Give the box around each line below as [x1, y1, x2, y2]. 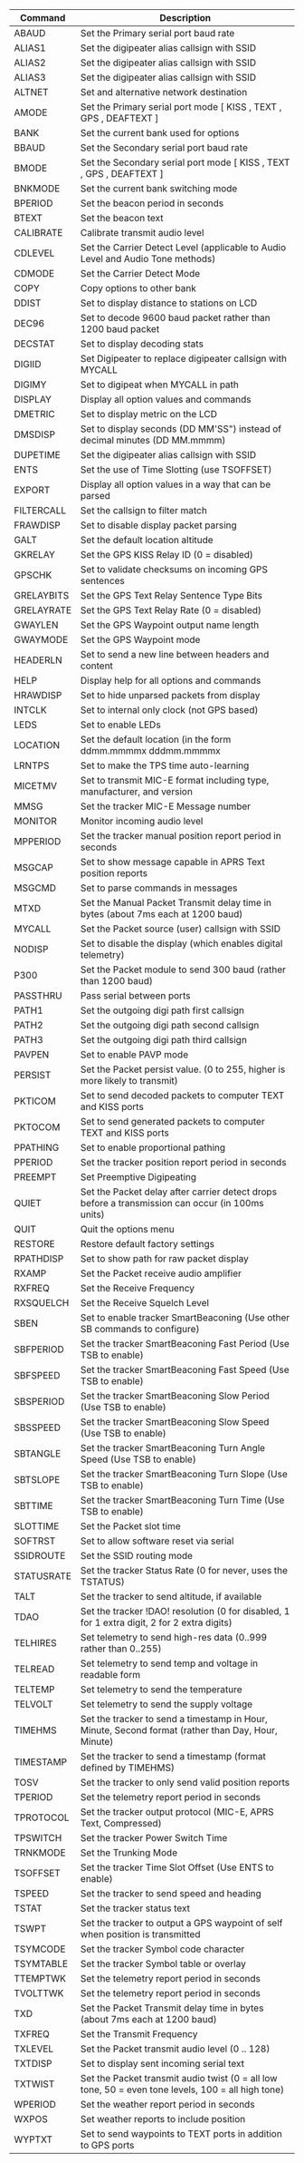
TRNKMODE [14, 1846, 66, 1858]
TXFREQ [14, 2028, 50, 2040]
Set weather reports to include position [80, 2113, 246, 2125]
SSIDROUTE [14, 1550, 66, 1562]
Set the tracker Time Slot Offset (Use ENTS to [80, 1861, 274, 1874]
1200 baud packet [80, 323, 160, 335]
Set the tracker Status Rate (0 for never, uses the [80, 1564, 288, 1576]
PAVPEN [14, 1048, 50, 1060]
